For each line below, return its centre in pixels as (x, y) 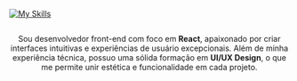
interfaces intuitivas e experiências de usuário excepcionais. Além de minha (149, 48)
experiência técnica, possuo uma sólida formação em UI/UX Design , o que (149, 57)
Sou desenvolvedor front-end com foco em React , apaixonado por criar (149, 39)
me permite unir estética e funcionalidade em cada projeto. (149, 67)
